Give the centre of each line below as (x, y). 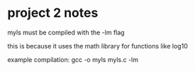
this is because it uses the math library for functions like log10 (97, 46)
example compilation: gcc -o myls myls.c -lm (73, 59)
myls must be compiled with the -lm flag (66, 32)
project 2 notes (53, 13)
